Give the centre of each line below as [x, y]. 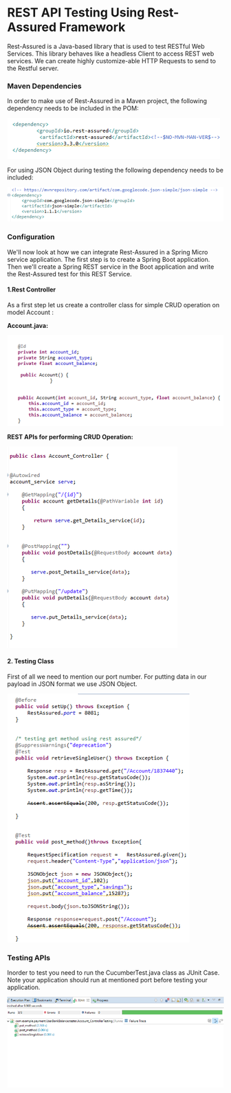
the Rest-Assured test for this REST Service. [69, 274]
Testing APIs [29, 958]
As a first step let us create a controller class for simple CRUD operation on [113, 305]
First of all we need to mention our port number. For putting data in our [107, 676]
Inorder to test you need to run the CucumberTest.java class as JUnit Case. [113, 973]
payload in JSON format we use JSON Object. [72, 684]
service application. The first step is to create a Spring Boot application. [109, 259]
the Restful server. [33, 68]
